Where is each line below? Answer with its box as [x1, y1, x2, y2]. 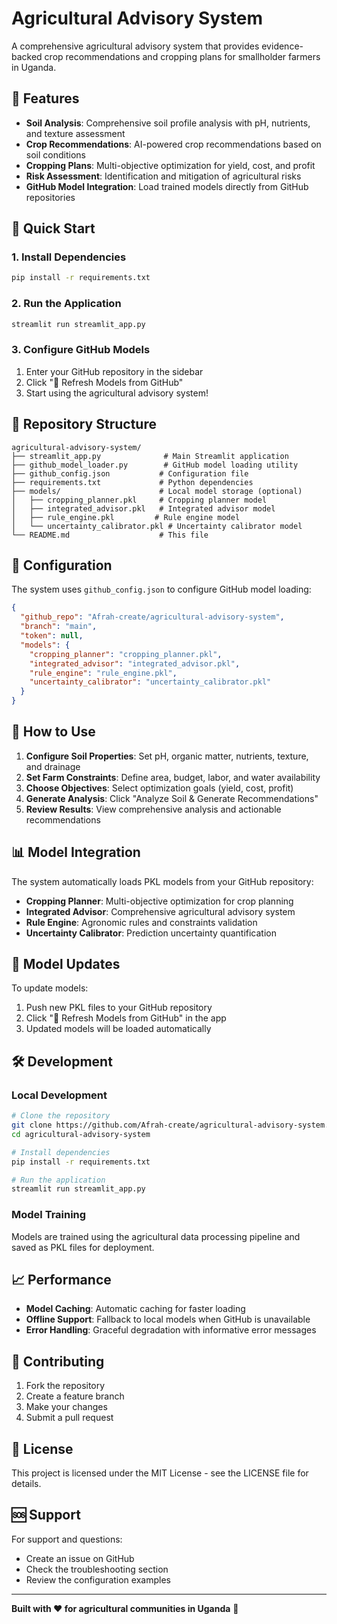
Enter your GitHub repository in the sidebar [25, 365, 204, 377]
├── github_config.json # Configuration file [11, 468, 249, 479]
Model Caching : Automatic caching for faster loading [25, 1303, 246, 1315]
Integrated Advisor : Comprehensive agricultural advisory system [25, 905, 296, 917]
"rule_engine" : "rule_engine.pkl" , [29, 668, 178, 678]
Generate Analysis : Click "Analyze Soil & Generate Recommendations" [25, 792, 319, 804]
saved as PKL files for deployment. [11, 1241, 155, 1253]
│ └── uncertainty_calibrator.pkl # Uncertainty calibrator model [11, 521, 303, 531]
